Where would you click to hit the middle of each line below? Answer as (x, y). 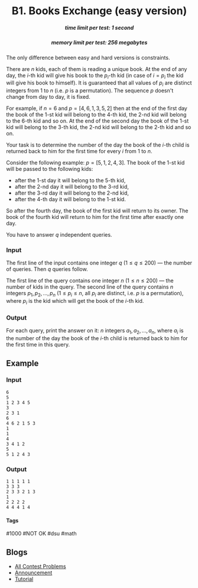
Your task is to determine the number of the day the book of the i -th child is (98, 145)
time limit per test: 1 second (99, 27)
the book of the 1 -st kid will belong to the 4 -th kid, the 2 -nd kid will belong (96, 115)
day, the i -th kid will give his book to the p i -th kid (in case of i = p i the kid (95, 76)
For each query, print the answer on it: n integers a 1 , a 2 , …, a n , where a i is (95, 331)
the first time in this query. (38, 345)
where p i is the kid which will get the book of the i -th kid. (75, 302)
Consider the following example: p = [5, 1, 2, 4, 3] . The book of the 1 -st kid (95, 163)
